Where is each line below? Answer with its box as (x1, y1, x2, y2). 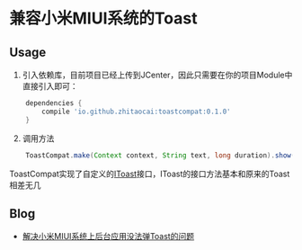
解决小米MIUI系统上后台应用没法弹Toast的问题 (22, 231, 195, 242)
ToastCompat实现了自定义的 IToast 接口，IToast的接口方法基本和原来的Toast (9, 168, 290, 179)
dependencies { (25, 99, 83, 108)
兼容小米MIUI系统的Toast (9, 8, 198, 29)
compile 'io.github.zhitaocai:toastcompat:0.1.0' (41, 107, 231, 116)
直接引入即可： (22, 81, 78, 91)
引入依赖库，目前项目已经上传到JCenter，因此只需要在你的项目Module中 (22, 69, 293, 80)
